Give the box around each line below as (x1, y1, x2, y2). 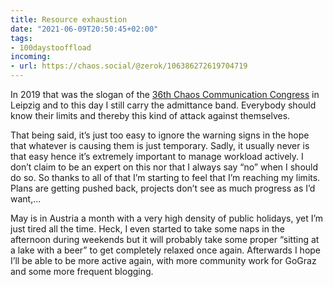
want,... (10, 193, 42, 205)
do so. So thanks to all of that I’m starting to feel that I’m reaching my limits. (10, 172, 321, 183)
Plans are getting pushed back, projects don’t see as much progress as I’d (10, 182, 316, 194)
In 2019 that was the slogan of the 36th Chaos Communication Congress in (10, 89, 320, 100)
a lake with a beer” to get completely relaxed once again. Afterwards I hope (10, 244, 322, 256)
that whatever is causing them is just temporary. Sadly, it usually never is (10, 140, 310, 151)
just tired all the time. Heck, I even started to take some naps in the (10, 223, 285, 235)
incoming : (10, 52, 52, 62)
